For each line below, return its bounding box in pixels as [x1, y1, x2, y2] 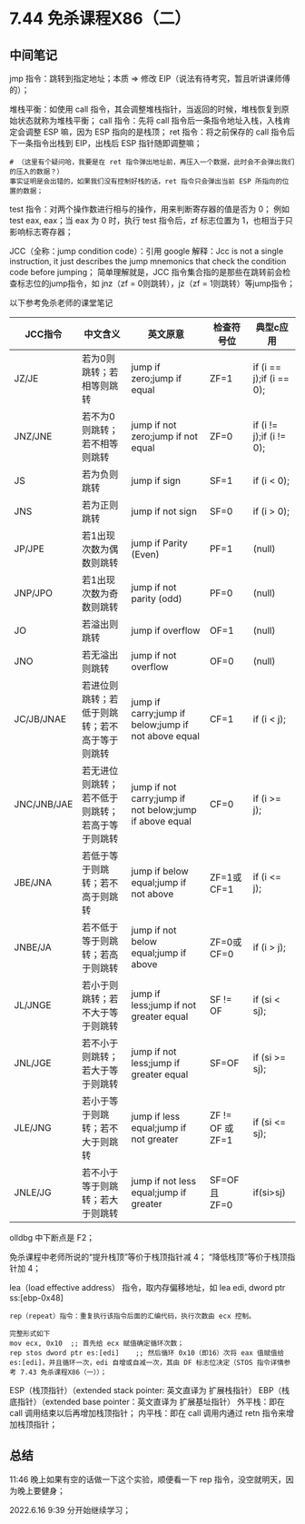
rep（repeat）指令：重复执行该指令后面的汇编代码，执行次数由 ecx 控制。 [9, 1311, 256, 1321]
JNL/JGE [14, 1057, 52, 1069]
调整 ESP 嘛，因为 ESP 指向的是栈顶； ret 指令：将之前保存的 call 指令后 [25, 126, 295, 137]
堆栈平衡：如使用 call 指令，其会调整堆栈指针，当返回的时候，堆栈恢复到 [9, 104, 281, 114]
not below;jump [131, 804, 197, 816]
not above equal [131, 730, 200, 742]
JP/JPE [14, 542, 45, 555]
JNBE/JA [14, 941, 52, 954]
